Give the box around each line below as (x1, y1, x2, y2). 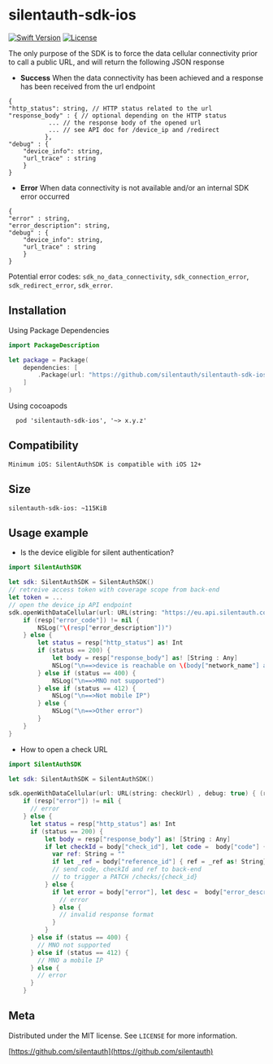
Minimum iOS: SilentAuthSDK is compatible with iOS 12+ (8, 460, 201, 468)
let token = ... (8, 593, 63, 602)
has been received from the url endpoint (19, 81, 156, 91)
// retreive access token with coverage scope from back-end (8, 586, 220, 594)
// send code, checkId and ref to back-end (51, 865, 201, 873)
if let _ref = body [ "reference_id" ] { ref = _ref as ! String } (51, 858, 267, 866)
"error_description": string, (8, 222, 111, 230)
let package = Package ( (8, 356, 89, 364)
